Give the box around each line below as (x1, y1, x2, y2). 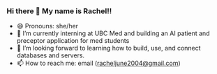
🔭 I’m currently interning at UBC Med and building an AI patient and (16, 29, 210, 37)
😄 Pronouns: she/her (16, 22, 78, 30)
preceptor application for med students (16, 37, 130, 45)
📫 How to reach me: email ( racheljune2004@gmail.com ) (16, 59, 181, 68)
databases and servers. (16, 51, 85, 59)
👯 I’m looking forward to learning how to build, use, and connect (16, 44, 201, 53)
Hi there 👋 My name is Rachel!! (6, 6, 112, 16)
